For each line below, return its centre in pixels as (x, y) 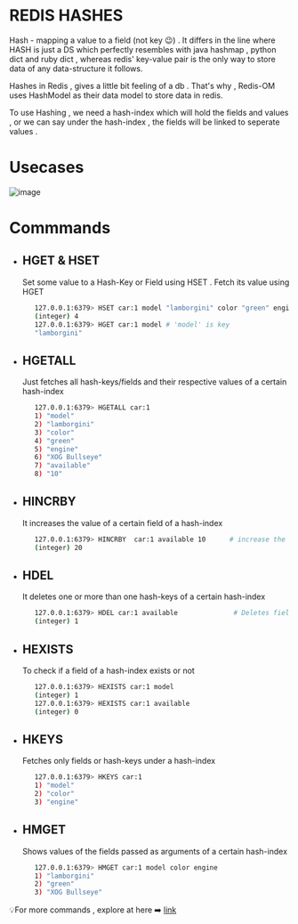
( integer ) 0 (56, 712)
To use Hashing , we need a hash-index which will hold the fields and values (149, 112)
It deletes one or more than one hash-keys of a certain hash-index (144, 596)
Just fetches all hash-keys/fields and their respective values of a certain (154, 382)
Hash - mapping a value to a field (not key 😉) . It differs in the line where (142, 40)
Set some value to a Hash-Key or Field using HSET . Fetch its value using (156, 282)
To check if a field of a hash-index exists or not (109, 670)
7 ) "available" (62, 466)
